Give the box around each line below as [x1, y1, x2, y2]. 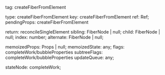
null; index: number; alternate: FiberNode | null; [5, 34, 104, 40]
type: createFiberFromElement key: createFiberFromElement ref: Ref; [5, 14, 149, 19]
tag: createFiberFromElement [5, 4, 66, 10]
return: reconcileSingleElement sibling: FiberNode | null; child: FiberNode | [5, 29, 160, 34]
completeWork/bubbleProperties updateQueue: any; [5, 54, 114, 60]
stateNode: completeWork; [5, 64, 61, 70]
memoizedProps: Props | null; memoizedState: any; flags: [5, 44, 125, 49]
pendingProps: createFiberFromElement [5, 19, 89, 25]
